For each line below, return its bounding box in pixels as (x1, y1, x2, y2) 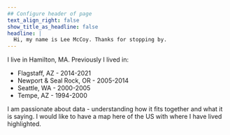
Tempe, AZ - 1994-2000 (17, 92, 87, 100)
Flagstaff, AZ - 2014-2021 (17, 69, 92, 78)
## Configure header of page (7, 10, 92, 17)
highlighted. (7, 120, 42, 128)
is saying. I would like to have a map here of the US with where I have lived (7, 113, 222, 121)
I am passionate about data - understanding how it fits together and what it (7, 105, 223, 113)
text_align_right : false (7, 17, 80, 24)
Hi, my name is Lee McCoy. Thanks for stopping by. (13, 36, 168, 43)
